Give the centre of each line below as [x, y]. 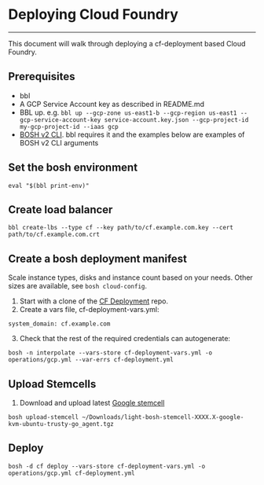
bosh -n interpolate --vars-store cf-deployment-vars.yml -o [110, 353]
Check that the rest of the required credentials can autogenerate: [125, 339]
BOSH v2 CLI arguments [59, 142]
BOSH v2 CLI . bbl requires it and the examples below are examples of [132, 134]
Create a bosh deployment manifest [97, 258]
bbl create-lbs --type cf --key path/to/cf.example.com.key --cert [121, 228]
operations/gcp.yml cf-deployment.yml [71, 473]
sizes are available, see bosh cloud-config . [78, 286]
